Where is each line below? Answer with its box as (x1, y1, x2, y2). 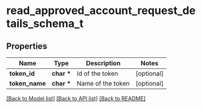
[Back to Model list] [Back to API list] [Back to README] (6, 95, 146, 102)
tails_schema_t (6, 16, 84, 31)
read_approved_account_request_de (6, 4, 196, 18)
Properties (6, 41, 47, 51)
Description (86, 59, 120, 67)
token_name (9, 79, 46, 87)
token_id (9, 70, 35, 77)
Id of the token (77, 70, 119, 77)
